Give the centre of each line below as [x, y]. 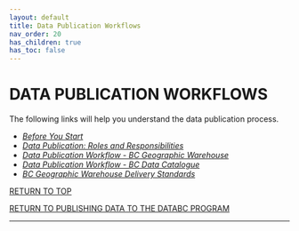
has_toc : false [37, 51]
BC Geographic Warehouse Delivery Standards [109, 174]
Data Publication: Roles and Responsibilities [103, 146]
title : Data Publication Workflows [75, 26]
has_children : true [45, 42]
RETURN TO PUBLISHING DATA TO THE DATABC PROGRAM [119, 209]
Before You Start [53, 136]
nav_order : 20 [36, 34]
